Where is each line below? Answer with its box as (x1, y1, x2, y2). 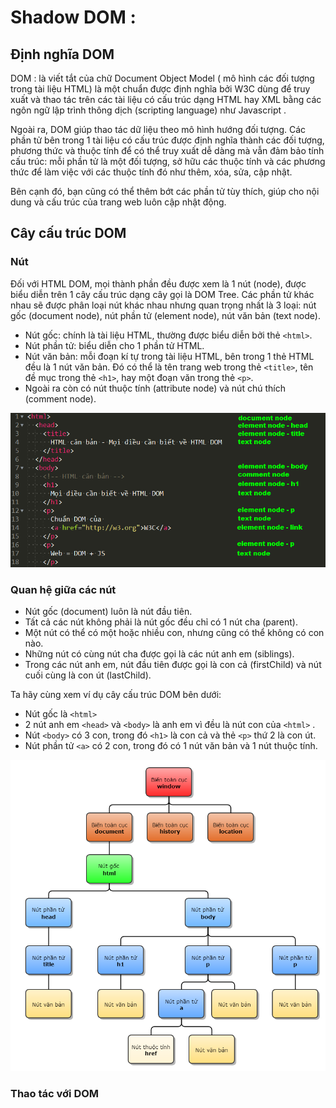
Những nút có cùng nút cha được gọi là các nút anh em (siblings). (24, 648, 295, 660)
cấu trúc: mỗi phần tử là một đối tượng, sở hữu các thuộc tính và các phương (10, 156, 326, 167)
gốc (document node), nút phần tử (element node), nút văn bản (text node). (10, 309, 321, 321)
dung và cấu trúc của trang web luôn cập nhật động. (10, 196, 227, 208)
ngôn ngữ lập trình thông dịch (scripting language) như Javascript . (10, 104, 287, 116)
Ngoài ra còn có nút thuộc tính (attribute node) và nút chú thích (24, 382, 286, 394)
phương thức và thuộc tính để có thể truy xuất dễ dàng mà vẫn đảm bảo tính (10, 145, 325, 156)
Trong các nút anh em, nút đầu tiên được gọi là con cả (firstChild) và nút (24, 659, 322, 671)
